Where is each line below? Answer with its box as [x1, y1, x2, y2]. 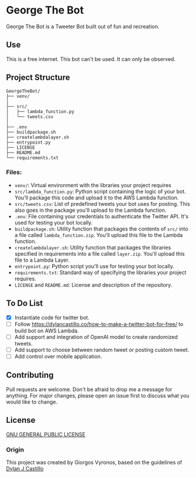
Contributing [6, 370, 54, 380]
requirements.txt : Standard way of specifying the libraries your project [14, 269, 187, 276]
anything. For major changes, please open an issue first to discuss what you [6, 392, 190, 399]
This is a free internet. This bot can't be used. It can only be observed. [6, 55, 176, 62]
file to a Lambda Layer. [14, 256, 70, 263]
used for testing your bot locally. [14, 219, 93, 226]
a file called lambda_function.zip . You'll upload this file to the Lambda [14, 231, 183, 238]
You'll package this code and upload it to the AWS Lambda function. [14, 194, 179, 201]
